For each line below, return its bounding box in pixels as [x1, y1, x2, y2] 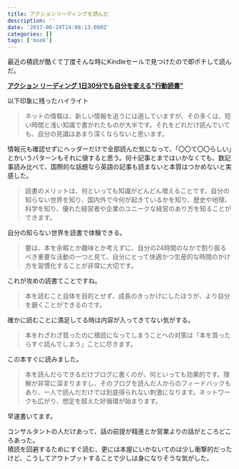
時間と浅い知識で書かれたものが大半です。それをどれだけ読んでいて [31, 120, 230, 129]
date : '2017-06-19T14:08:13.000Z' [7, 24, 111, 31]
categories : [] [7, 30, 53, 38]
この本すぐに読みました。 [7, 355, 83, 364]
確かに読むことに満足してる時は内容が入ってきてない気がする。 [7, 316, 195, 324]
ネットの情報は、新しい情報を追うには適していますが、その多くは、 [24, 112, 225, 120]
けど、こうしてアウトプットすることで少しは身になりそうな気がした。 [7, 454, 213, 463]
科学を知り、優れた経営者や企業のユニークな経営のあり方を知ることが [24, 205, 232, 213]
